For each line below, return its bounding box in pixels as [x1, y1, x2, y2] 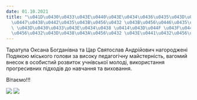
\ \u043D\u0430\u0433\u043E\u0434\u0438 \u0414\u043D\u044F [11, 25, 161, 31]
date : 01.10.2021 [6, 8, 49, 15]
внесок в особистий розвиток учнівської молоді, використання [6, 59, 165, 66]
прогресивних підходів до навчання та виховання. [6, 65, 133, 72]
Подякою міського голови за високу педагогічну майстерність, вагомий [6, 53, 188, 60]
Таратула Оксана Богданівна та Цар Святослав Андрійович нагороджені [6, 46, 188, 53]
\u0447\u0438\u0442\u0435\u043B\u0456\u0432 [11, 19, 122, 25]
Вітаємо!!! [6, 77, 31, 84]
